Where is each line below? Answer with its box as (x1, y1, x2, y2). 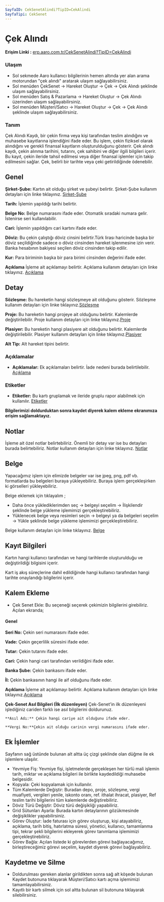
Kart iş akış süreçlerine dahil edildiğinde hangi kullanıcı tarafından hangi (5, 569, 150, 575)
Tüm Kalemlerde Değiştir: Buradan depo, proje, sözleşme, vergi (12, 786, 140, 792)
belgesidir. (12, 776, 33, 782)
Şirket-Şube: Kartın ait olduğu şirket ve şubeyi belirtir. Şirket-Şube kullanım (5, 186, 157, 192)
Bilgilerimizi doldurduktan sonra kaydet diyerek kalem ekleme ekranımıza (5, 407, 158, 413)
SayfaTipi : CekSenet (5, 12, 47, 17)
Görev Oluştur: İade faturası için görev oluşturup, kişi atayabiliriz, (12, 818, 143, 824)
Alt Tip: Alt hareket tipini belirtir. (5, 341, 70, 347)
